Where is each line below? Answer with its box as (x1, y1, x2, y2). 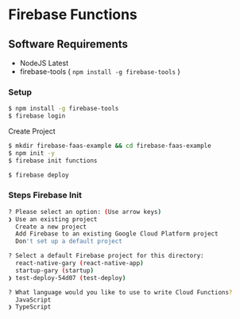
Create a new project (15, 223, 87, 231)
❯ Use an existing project (8, 215, 98, 224)
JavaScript (15, 296, 52, 304)
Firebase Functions (8, 6, 137, 24)
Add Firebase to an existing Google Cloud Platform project (15, 230, 219, 238)
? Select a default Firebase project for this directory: (8, 252, 204, 260)
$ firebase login (8, 112, 66, 120)
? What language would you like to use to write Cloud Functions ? (8, 288, 233, 296)
